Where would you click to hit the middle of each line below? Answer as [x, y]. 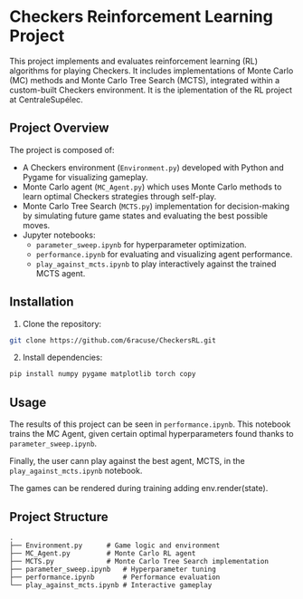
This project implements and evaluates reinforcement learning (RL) [134, 61]
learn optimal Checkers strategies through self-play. [119, 196]
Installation [42, 302]
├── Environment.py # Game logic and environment [115, 546]
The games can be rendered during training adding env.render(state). [139, 488]
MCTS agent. [61, 273]
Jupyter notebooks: [59, 235]
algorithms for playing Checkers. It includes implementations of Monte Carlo [151, 71]
